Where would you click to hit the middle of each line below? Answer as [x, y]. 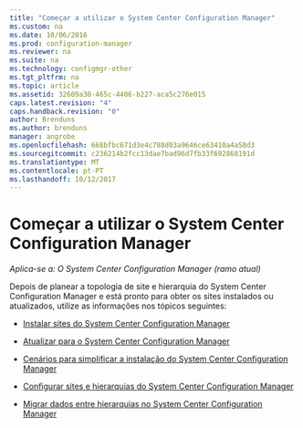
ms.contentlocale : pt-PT [57, 171]
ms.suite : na [34, 60]
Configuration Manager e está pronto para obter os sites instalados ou [141, 297]
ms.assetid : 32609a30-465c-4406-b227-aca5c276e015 [108, 94]
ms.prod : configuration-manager [71, 43]
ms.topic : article [44, 86]
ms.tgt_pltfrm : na [44, 78]
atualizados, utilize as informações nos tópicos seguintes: [118, 306]
